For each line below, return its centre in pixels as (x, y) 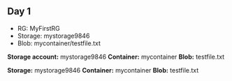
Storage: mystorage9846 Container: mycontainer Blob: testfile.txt (103, 70)
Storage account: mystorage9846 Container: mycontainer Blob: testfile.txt (116, 57)
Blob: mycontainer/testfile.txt (59, 43)
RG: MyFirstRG (39, 28)
